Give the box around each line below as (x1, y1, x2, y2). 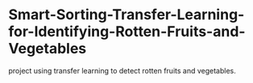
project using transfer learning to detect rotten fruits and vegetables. (8, 65, 236, 75)
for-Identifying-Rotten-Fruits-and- (8, 22, 246, 41)
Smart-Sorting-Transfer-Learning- (8, 6, 245, 24)
